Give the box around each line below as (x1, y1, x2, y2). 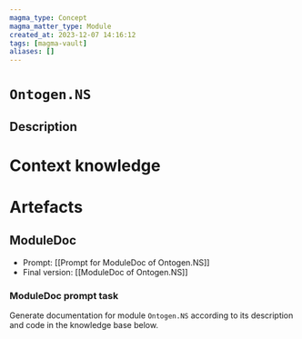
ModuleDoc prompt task (9, 289, 119, 302)
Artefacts (9, 197, 84, 218)
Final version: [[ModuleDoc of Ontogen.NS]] (22, 266, 188, 277)
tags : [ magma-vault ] (9, 38, 88, 48)
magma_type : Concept (9, 13, 88, 23)
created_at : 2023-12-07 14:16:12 (9, 30, 136, 39)
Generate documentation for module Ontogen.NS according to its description (9, 310, 294, 321)
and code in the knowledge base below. (9, 320, 159, 331)
